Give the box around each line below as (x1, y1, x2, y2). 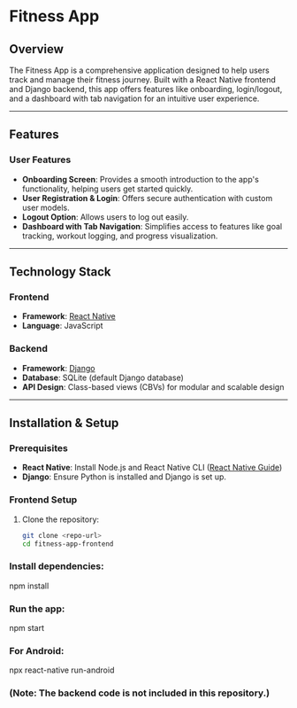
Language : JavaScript (21, 321, 103, 331)
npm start (9, 623, 45, 633)
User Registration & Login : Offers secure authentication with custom (21, 192, 273, 203)
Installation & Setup (9, 416, 119, 431)
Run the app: (9, 603, 65, 615)
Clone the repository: (21, 514, 100, 525)
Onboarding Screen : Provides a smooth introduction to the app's (21, 174, 259, 184)
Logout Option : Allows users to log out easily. (21, 211, 189, 222)
